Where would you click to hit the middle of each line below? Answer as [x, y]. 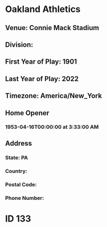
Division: [19, 44]
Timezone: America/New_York [53, 96]
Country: [16, 171]
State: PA [17, 157]
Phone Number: [25, 198]
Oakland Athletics [43, 9]
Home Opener [27, 113]
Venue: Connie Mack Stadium [52, 28]
